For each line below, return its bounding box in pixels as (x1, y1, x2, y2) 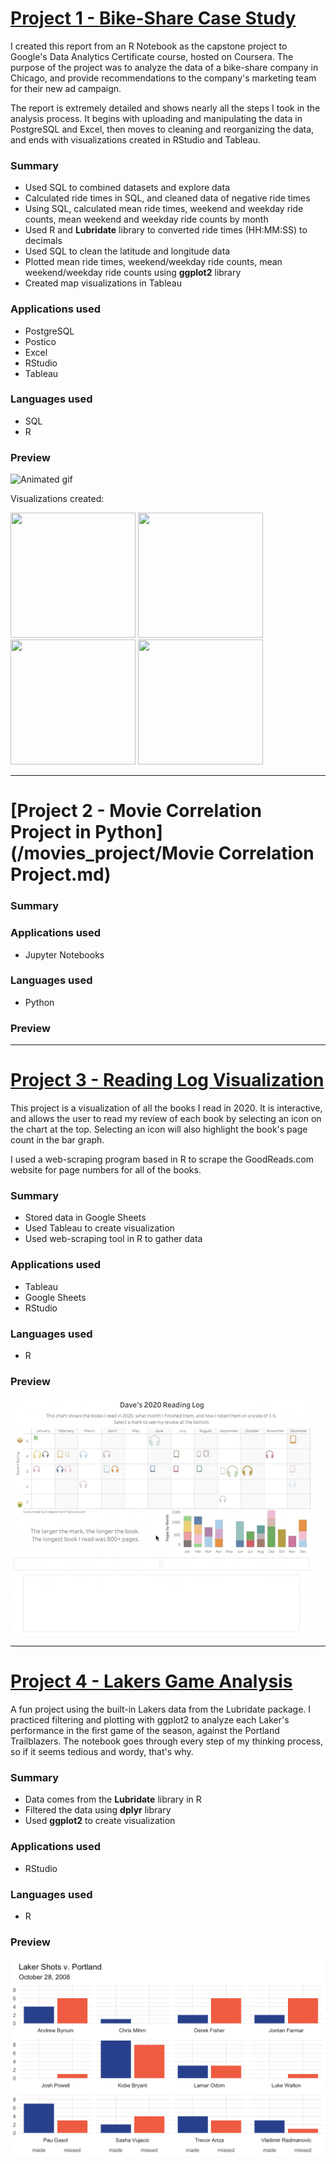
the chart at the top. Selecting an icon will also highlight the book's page (10, 1123, 308, 1136)
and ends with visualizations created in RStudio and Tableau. (10, 133, 261, 146)
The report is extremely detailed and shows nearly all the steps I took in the (10, 102, 321, 114)
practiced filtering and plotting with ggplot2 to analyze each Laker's (10, 1714, 290, 1726)
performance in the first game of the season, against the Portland (10, 1725, 280, 1737)
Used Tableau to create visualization (24, 1222, 175, 1234)
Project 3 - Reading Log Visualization (10, 1069, 325, 1092)
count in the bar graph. (10, 1134, 105, 1146)
